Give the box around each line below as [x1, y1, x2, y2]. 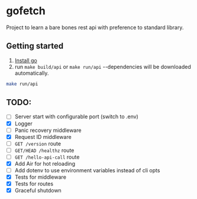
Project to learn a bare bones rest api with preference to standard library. [6, 24, 184, 31]
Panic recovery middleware [14, 127, 82, 134]
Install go [14, 56, 37, 64]
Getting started [6, 41, 64, 51]
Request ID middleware [14, 133, 72, 140]
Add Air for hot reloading [14, 160, 76, 167]
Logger [14, 120, 33, 127]
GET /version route [14, 140, 61, 147]
